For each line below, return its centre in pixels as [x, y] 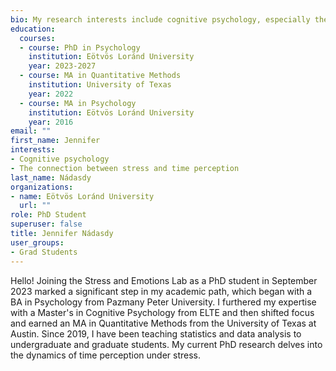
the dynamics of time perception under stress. [105, 355]
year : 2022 [51, 94]
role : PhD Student [48, 215]
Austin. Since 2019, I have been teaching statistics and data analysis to [156, 333]
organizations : [42, 187]
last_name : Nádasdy [51, 177]
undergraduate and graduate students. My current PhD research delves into [166, 344]
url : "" [35, 206]
